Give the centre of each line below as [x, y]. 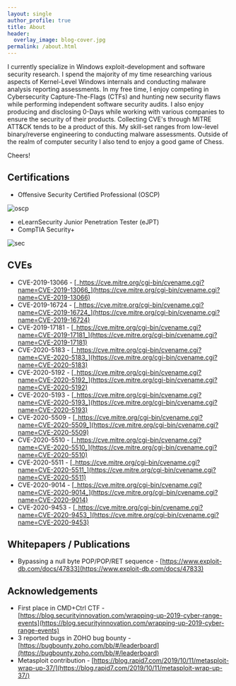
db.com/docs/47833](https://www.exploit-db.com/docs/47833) [111, 569]
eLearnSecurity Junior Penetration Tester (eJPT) [88, 222]
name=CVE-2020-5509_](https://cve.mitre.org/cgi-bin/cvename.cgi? [118, 425]
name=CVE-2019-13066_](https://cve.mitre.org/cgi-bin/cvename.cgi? [119, 289]
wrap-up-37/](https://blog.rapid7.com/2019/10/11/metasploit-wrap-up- [120, 668]
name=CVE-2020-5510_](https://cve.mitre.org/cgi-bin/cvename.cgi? [117, 447]
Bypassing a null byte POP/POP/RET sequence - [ [90, 561]
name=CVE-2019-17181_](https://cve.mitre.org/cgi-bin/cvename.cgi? [117, 335]
